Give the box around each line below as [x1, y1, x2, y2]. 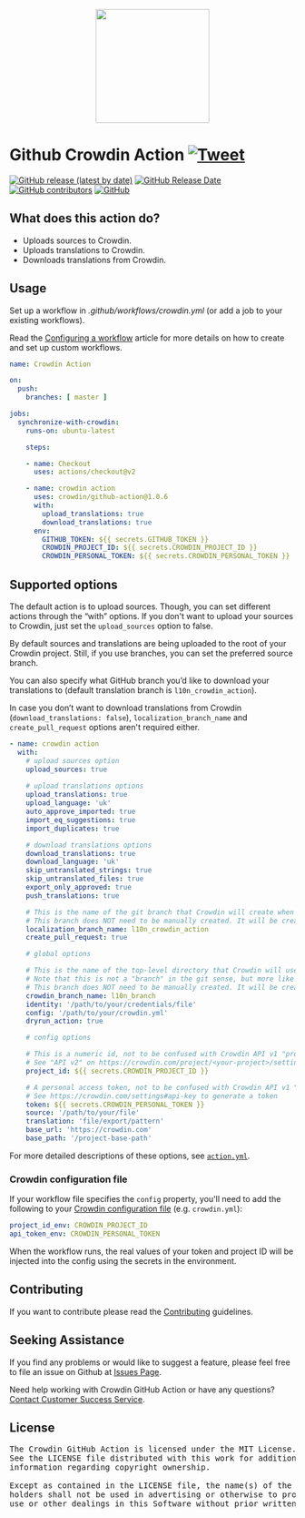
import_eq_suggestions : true [25, 815, 136, 824]
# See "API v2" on [25, 1058, 95, 1067]
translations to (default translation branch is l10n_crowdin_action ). [9, 685, 257, 696]
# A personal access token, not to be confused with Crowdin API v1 [25, 1083, 290, 1092]
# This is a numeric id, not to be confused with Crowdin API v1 [25, 1050, 279, 1059]
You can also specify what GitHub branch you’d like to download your [9, 675, 270, 686]
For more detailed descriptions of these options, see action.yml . [9, 1150, 251, 1161]
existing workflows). [9, 314, 85, 325]
